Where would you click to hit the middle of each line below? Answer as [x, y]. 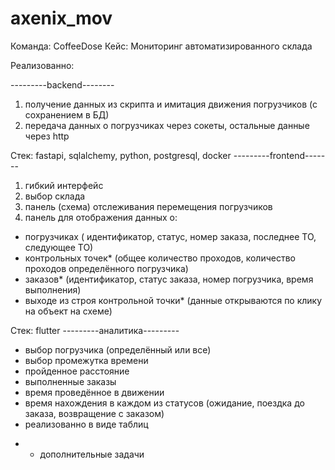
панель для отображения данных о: [101, 217]
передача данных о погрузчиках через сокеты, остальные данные [167, 125]
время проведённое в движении [94, 392]
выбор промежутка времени [86, 360]
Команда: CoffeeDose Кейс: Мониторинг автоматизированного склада [161, 46]
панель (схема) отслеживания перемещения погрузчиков [148, 206]
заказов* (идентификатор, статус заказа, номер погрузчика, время [169, 279]
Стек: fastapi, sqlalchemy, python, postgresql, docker [121, 155]
